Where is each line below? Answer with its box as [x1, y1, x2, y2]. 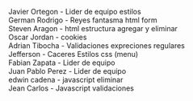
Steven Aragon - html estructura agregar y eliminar [8, 24, 178, 33]
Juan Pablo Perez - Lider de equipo [8, 67, 127, 75]
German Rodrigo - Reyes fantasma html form [8, 15, 157, 25]
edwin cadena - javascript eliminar [8, 75, 124, 84]
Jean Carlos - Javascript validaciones [8, 83, 135, 93]
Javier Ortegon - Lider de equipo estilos [8, 7, 141, 16]
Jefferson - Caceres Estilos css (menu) [8, 50, 139, 59]
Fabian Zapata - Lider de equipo [8, 58, 115, 67]
